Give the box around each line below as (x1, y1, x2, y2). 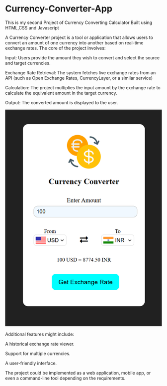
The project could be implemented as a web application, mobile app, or (5, 370, 151, 376)
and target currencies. (5, 60, 51, 66)
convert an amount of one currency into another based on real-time (5, 39, 144, 45)
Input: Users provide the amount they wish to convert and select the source (5, 54, 160, 60)
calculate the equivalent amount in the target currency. (5, 90, 118, 96)
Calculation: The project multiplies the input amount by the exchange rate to (5, 84, 161, 90)
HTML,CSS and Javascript (5, 24, 59, 30)
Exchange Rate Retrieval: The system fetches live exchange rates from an (5, 69, 156, 75)
